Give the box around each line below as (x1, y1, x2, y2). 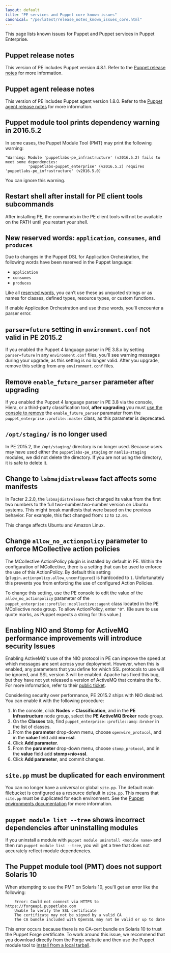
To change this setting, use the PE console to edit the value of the (5, 590, 144, 596)
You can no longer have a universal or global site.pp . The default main (5, 785, 154, 791)
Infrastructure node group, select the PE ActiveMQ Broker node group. (12, 713, 164, 719)
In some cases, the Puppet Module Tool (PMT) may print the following (5, 139, 152, 146)
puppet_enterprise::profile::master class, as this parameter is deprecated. (5, 415, 165, 421)
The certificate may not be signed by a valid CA (14, 912, 122, 917)
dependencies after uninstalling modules (5, 823, 138, 832)
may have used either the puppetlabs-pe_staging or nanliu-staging (5, 449, 147, 455)
